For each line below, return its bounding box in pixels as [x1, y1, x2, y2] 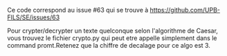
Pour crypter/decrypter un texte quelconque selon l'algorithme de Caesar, [7, 27, 218, 35]
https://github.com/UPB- [149, 6, 220, 14]
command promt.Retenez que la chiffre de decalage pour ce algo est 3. [7, 41, 211, 49]
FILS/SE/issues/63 [7, 13, 60, 21]
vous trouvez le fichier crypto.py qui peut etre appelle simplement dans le [7, 34, 217, 42]
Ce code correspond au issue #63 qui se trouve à [7, 6, 149, 14]
